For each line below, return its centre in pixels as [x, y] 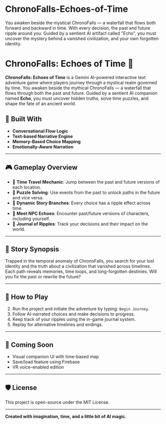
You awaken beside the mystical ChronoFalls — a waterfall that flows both [81, 23]
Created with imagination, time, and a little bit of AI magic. [66, 416]
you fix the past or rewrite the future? [43, 277]
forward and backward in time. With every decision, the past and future [78, 28]
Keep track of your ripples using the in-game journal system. [74, 319]
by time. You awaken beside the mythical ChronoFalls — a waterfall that [78, 88]
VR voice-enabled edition [38, 367]
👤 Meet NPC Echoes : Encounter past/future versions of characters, [81, 213]
